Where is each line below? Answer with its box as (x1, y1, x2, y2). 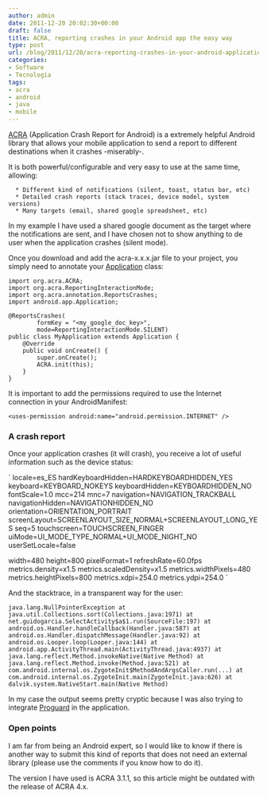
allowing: (8, 170, 38, 180)
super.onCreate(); (37, 354, 98, 362)
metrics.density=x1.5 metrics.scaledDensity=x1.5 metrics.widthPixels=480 (8, 565, 251, 574)
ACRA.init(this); (37, 361, 94, 369)
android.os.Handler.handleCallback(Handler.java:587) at (8, 624, 201, 633)
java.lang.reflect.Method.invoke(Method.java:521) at (8, 659, 191, 667)
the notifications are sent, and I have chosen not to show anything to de (8, 229, 243, 239)
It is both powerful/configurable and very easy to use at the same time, (8, 162, 241, 171)
